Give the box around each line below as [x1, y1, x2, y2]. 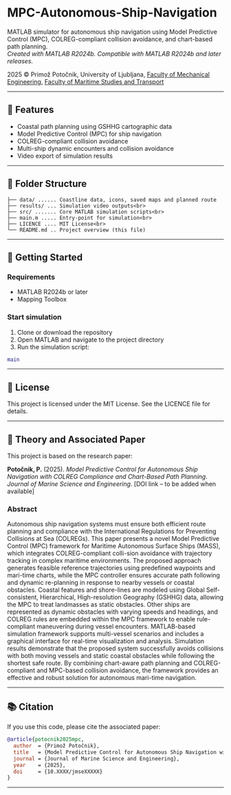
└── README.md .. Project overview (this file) [7, 226, 146, 234]
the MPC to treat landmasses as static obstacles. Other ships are [7, 601, 190, 609]
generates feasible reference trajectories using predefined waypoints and [7, 564, 216, 572]
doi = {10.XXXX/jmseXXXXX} [13, 768, 103, 775]
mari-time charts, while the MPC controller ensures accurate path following [7, 571, 220, 579]
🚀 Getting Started [7, 251, 83, 263]
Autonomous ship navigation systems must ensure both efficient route [7, 520, 206, 528]
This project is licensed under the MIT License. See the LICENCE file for [7, 400, 211, 408]
